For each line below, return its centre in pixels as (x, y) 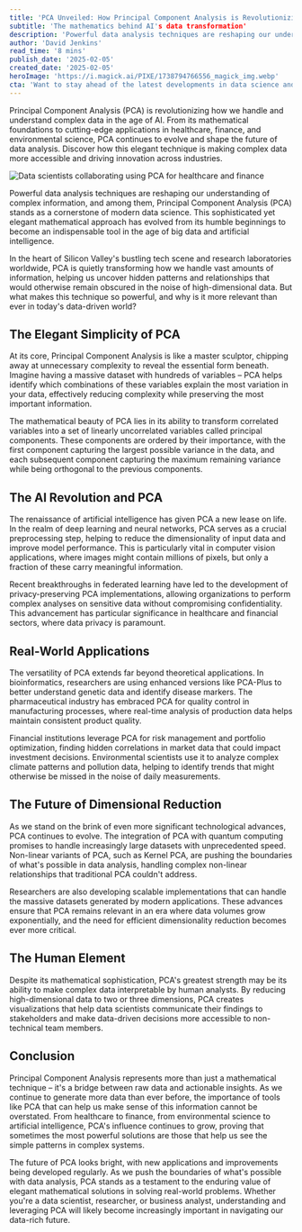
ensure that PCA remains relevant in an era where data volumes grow (138, 910)
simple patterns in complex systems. (77, 1145)
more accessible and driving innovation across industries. (116, 158)
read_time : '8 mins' (48, 51)
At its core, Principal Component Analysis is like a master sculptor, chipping (149, 356)
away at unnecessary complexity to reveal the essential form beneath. (139, 366)
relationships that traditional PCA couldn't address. (103, 874)
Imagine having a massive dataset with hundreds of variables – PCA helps (146, 376)
